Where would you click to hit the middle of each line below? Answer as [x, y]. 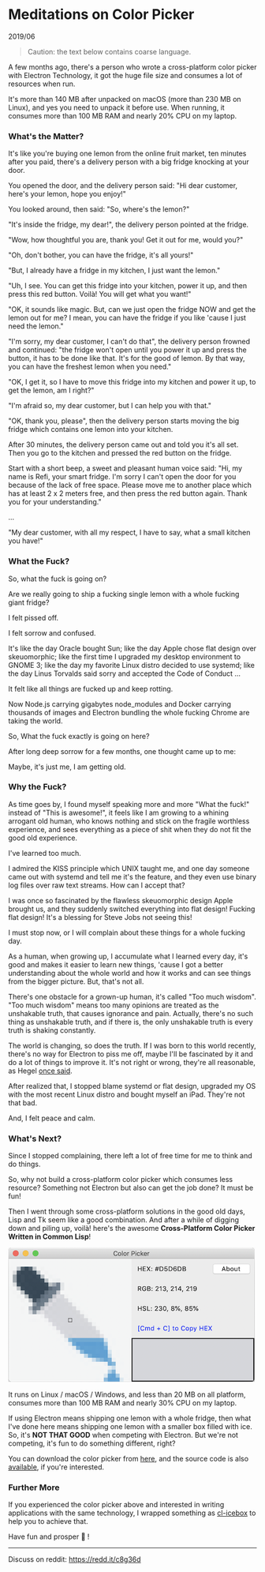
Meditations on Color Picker [101, 15]
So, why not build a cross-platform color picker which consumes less [121, 1180]
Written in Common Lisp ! [50, 1236]
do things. [24, 1164]
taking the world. [35, 721]
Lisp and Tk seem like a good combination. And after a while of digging [123, 1220]
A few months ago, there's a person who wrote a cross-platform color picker [132, 67]
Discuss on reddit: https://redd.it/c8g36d [75, 1559]
